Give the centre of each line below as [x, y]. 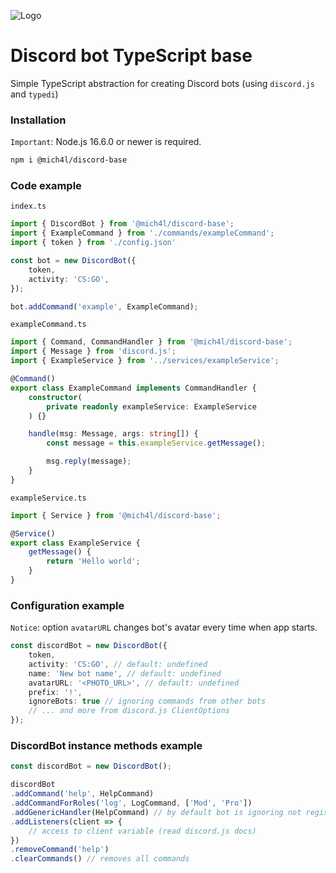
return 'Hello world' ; [93, 561]
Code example [46, 186]
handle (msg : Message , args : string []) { [113, 434]
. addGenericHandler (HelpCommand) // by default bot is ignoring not [156, 812]
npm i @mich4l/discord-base [69, 160]
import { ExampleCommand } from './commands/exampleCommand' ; [142, 233]
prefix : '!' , [55, 692]
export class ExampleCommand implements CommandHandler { [133, 388]
